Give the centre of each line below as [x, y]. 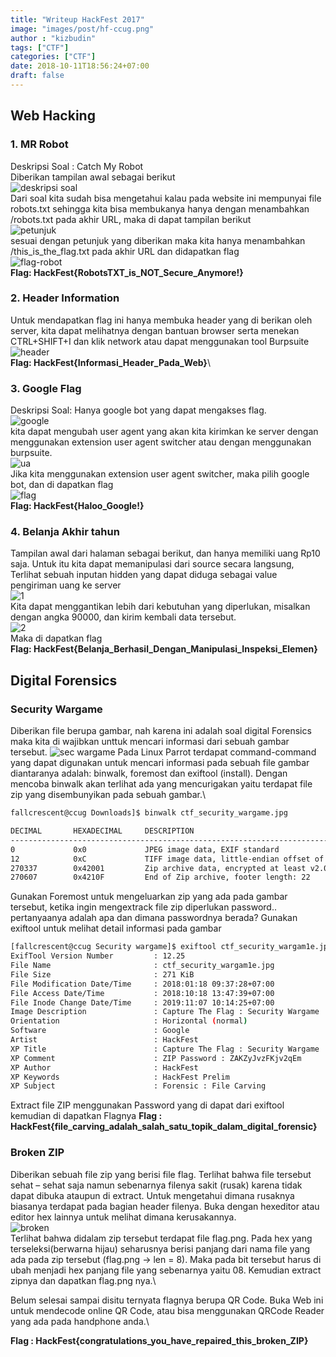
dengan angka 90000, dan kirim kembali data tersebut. [123, 617]
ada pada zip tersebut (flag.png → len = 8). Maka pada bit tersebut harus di [166, 1259]
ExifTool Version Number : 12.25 [98, 956]
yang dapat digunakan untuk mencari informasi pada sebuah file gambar [160, 763]
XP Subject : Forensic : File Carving [138, 1086]
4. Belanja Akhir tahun [65, 532]
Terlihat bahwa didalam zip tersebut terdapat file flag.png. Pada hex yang [161, 1238]
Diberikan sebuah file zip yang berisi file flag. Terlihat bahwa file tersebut [161, 1174]
